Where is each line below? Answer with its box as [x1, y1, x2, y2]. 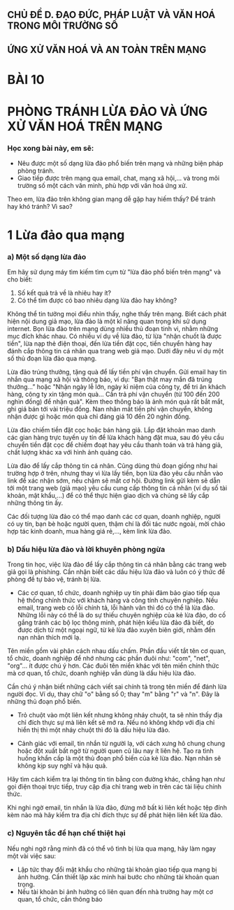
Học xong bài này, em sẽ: [7, 143, 94, 153]
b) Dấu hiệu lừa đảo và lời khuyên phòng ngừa [7, 544, 166, 554]
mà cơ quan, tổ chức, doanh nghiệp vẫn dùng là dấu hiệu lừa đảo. [7, 669, 196, 677]
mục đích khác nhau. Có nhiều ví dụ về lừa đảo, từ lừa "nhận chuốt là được [7, 332, 222, 340]
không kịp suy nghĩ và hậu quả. [17, 761, 108, 770]
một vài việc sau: [7, 851, 57, 860]
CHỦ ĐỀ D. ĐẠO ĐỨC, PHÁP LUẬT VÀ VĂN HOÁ [7, 9, 216, 21]
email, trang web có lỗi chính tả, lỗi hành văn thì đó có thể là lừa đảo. [17, 603, 215, 612]
